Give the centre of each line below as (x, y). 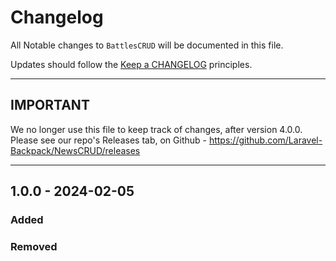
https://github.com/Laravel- (265, 140)
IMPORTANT (50, 105)
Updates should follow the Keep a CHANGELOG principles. (131, 64)
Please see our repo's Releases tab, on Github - (108, 140)
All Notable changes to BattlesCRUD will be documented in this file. (147, 45)
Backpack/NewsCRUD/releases (75, 150)
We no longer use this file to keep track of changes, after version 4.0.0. (156, 129)
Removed (34, 246)
